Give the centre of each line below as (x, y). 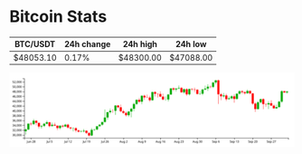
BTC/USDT (35, 44)
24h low (191, 44)
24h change (88, 44)
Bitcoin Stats (58, 17)
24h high (140, 44)
